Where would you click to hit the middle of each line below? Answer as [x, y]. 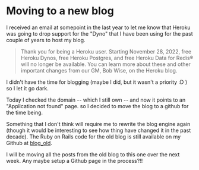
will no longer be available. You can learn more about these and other [106, 64]
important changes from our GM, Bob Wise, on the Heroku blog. [99, 70]
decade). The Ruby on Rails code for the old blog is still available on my [94, 136]
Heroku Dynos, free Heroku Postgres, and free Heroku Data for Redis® [107, 58]
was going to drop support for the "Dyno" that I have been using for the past [99, 33]
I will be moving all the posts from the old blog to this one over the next [93, 154]
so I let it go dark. [27, 88]
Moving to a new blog [60, 11]
